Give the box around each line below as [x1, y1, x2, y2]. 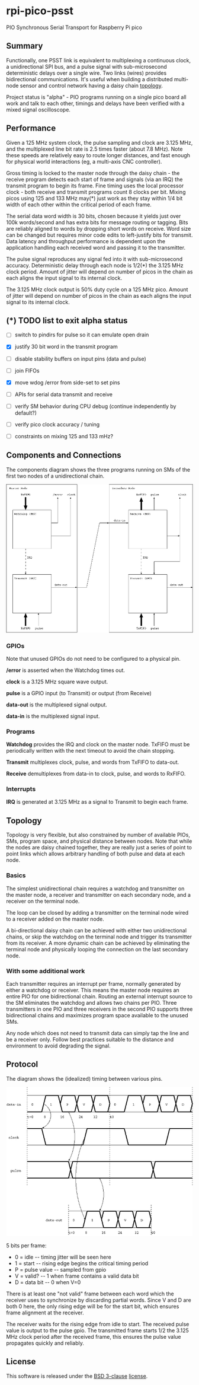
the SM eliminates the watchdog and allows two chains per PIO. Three [6, 999, 177, 1006]
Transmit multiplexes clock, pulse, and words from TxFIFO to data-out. [6, 759, 179, 766]
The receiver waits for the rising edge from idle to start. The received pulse [6, 1320, 190, 1327]
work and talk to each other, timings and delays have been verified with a [6, 100, 185, 107]
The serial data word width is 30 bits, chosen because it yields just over [6, 212, 181, 219]
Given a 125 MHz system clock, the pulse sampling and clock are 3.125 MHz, [6, 139, 193, 146]
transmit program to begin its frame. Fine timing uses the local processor [6, 182, 184, 189]
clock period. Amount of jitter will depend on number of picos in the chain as [6, 268, 193, 275]
